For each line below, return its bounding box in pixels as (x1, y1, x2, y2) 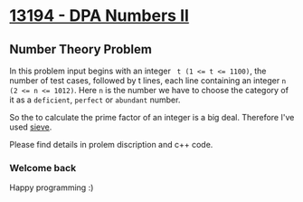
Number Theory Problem (9, 42, 152, 57)
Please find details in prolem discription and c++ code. (9, 139, 213, 149)
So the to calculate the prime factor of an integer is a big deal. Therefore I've (9, 112, 295, 122)
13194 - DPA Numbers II (9, 5, 190, 26)
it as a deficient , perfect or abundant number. (9, 94, 181, 105)
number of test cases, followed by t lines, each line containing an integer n (9, 75, 287, 86)
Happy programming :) (9, 182, 94, 193)
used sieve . (9, 121, 52, 132)
